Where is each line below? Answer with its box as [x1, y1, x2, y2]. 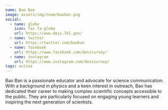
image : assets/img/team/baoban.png [5, 12, 80, 17]
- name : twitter [10, 36, 44, 41]
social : [5, 17, 22, 22]
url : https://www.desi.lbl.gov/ [14, 31, 82, 36]
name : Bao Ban [5, 7, 35, 13]
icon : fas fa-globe [14, 26, 56, 31]
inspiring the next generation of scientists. [5, 99, 93, 105]
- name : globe [10, 21, 39, 27]
